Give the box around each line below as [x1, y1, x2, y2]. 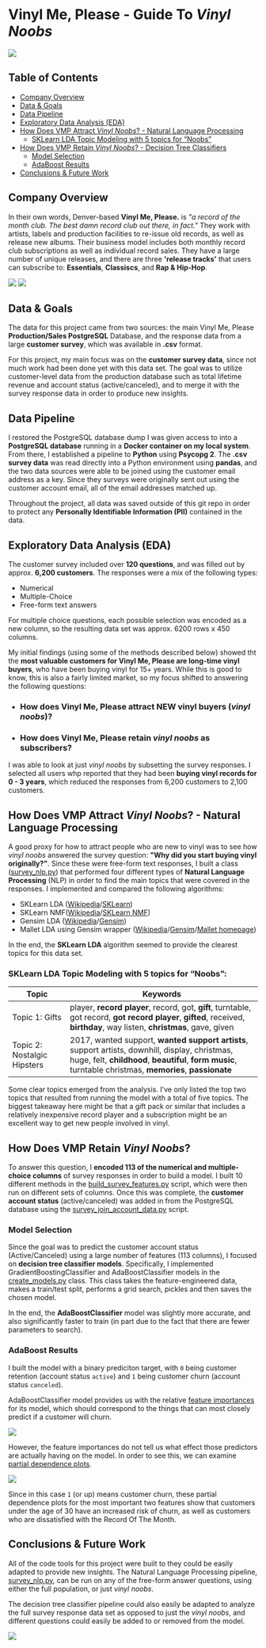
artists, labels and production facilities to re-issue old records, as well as [8, 228, 245, 239]
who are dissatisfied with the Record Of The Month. [8, 1514, 177, 1524]
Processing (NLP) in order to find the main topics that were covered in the [8, 876, 250, 885]
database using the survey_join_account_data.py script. [8, 1205, 190, 1214]
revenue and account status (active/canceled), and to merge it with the [8, 380, 240, 390]
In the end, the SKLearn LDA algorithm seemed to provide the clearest [8, 940, 238, 950]
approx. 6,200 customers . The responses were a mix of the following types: [8, 568, 258, 577]
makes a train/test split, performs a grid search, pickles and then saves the [8, 1284, 252, 1294]
